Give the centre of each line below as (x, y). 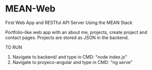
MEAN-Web (30, 9)
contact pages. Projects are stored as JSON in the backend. (67, 37)
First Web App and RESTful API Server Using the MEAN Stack (69, 22)
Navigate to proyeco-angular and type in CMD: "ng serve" (72, 62)
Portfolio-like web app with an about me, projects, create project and (76, 32)
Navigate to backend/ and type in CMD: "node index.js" (70, 57)
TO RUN (14, 47)
